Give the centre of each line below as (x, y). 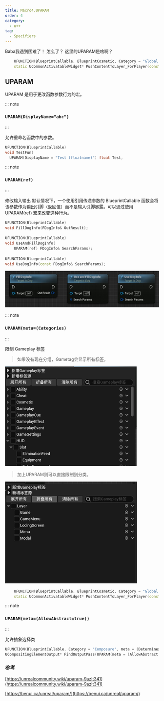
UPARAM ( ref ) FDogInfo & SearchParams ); (53, 249)
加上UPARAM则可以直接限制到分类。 (54, 474)
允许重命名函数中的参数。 (31, 137)
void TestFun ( (20, 152)
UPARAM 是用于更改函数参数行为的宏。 (45, 94)
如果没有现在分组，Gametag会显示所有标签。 (62, 359)
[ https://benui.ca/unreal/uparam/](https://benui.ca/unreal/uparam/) (72, 693)
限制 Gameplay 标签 (25, 349)
